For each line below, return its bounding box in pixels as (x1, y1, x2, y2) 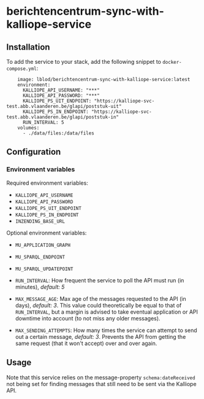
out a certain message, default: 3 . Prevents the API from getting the (15, 333, 186, 340)
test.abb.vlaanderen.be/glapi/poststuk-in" (6, 114, 119, 120)
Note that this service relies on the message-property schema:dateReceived (6, 373, 195, 381)
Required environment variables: (6, 179, 89, 187)
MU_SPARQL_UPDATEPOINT (15, 266, 74, 272)
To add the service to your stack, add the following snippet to (6, 58, 161, 65)
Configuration (6, 147, 61, 157)
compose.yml (6, 66, 37, 72)
